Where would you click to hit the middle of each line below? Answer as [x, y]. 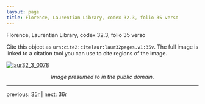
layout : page [23, 12]
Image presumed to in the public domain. [103, 77]
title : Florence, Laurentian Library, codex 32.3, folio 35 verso [92, 18]
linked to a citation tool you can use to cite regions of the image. [87, 53]
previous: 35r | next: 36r [37, 94]
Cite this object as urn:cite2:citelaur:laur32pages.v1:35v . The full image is [103, 47]
